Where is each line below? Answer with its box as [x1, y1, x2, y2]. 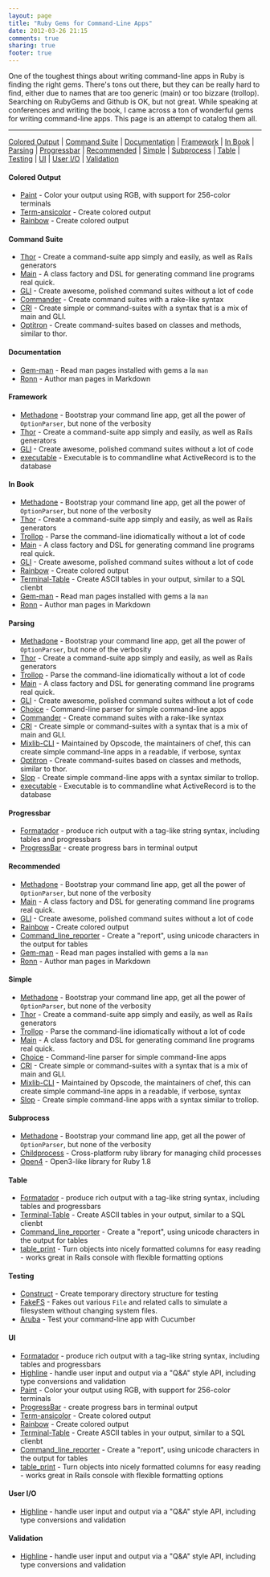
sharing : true [8, 42, 56, 50]
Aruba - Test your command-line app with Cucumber [19, 1314, 196, 1324]
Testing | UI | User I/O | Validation [8, 154, 119, 163]
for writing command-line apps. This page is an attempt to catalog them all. [8, 114, 257, 123]
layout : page [8, 11, 52, 20]
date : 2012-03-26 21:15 [8, 27, 88, 35]
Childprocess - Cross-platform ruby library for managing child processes [19, 1148, 262, 1158]
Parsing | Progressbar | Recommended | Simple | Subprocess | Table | [8, 145, 240, 155]
